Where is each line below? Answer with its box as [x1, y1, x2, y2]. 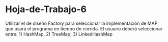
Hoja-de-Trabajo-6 [5, 4, 87, 15]
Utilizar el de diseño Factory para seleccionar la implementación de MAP [5, 20, 158, 26]
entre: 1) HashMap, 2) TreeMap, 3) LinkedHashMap [5, 31, 113, 37]
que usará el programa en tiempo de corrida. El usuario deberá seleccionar [5, 25, 163, 31]
